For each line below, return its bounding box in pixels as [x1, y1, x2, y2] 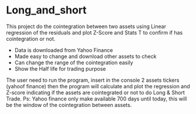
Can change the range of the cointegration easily [14, 59, 133, 66]
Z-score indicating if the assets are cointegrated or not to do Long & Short [6, 89, 185, 96]
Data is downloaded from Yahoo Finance [14, 46, 113, 53]
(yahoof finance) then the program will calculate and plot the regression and [6, 82, 191, 89]
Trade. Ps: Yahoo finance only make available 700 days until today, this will [6, 95, 187, 102]
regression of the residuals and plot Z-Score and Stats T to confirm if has [6, 29, 183, 36]
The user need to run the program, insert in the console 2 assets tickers [6, 77, 180, 84]
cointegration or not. [6, 35, 56, 42]
